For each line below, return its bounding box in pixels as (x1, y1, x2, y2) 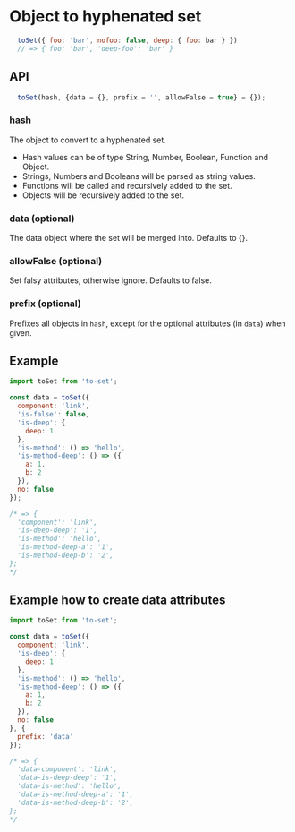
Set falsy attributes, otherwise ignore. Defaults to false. (9, 275, 212, 286)
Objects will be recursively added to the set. (21, 190, 185, 201)
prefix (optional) (9, 297, 82, 310)
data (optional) (9, 212, 75, 225)
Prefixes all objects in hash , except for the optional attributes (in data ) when (9, 318, 286, 329)
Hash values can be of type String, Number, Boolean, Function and (21, 151, 269, 162)
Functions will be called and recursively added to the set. (21, 180, 232, 191)
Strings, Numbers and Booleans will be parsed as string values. (21, 170, 257, 181)
